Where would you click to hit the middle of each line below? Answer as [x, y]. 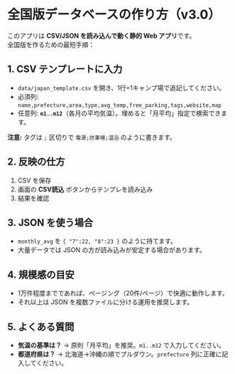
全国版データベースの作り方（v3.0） [114, 15]
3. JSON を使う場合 [50, 223]
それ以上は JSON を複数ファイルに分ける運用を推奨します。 [105, 302]
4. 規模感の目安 [41, 275]
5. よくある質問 [41, 327]
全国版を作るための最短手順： [51, 44]
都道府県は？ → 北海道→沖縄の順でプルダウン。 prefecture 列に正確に [120, 354]
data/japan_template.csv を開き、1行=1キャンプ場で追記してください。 [121, 88]
